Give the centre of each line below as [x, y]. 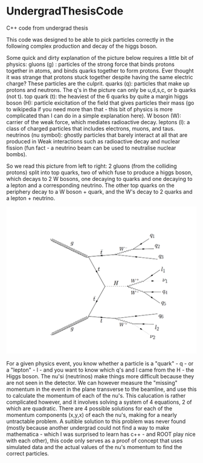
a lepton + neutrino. [31, 198]
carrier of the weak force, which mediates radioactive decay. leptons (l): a [98, 122]
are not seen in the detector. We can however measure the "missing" [92, 383]
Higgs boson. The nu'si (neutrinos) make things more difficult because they [100, 376]
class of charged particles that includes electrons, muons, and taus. [91, 128]
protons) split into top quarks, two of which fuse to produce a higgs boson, [99, 172]
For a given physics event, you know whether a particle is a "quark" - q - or [100, 364]
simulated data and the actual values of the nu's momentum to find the [94, 447]
